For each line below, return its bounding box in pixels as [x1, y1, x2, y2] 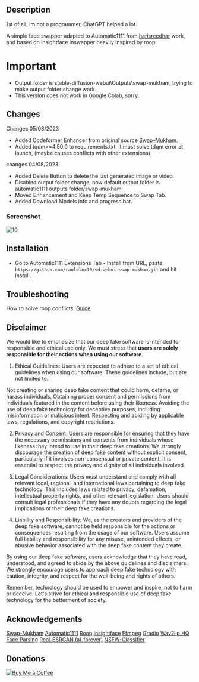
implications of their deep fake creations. [14, 505, 115, 512]
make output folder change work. [14, 85, 97, 92]
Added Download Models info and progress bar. [14, 197, 132, 205]
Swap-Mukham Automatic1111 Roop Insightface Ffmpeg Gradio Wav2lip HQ [6, 629, 189, 637]
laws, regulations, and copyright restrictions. [6, 418, 115, 425]
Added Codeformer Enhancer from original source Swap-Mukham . [14, 137, 178, 144]
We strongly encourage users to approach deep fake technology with [6, 566, 176, 573]
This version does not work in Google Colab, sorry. [14, 92, 140, 99]
